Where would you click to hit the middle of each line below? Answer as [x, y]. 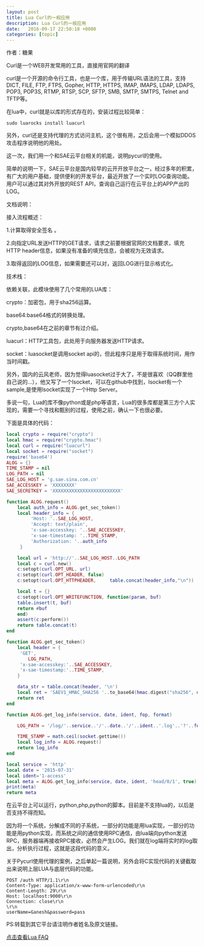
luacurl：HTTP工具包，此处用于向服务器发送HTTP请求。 [77, 341]
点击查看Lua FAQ [27, 937]
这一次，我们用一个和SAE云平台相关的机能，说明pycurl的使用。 [86, 156]
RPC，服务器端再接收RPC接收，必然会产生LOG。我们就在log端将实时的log [99, 841]
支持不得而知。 [30, 813]
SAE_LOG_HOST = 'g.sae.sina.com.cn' [53, 480]
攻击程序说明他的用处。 [36, 143]
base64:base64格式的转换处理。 [47, 315]
